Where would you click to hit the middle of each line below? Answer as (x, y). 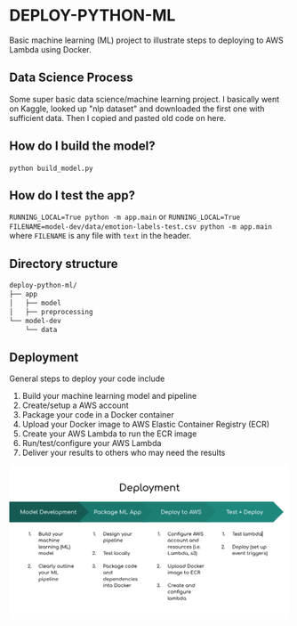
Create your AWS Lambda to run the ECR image (109, 434)
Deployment (44, 357)
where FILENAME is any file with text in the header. (100, 236)
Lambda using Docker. (50, 49)
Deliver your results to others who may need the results (124, 452)
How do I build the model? (82, 146)
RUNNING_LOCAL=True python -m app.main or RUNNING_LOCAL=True (125, 217)
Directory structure (64, 264)
